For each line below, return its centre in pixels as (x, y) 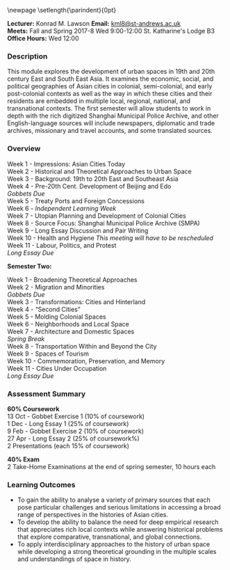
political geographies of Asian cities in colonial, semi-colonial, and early (110, 86)
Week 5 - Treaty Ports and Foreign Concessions (76, 200)
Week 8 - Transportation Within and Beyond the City (82, 346)
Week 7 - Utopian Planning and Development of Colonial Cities (97, 216)
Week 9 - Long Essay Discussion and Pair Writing (78, 230)
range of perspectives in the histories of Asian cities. (93, 515)
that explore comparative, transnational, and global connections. (109, 537)
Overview (24, 149)
